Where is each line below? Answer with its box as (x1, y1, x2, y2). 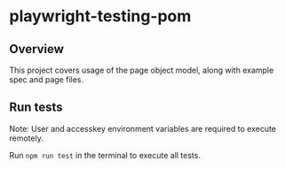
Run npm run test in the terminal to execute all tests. (9, 150, 202, 160)
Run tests (9, 100, 63, 115)
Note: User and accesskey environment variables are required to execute (9, 123, 277, 134)
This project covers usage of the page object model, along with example (9, 65, 274, 75)
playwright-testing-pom (9, 6, 192, 27)
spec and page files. (9, 74, 84, 85)
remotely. (9, 133, 44, 143)
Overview (9, 42, 65, 57)
